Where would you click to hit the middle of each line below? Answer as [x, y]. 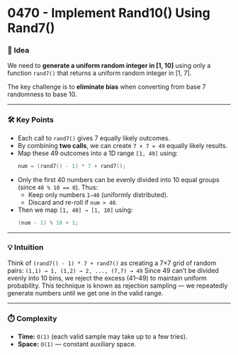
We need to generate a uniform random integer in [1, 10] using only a [109, 66]
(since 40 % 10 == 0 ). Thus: [58, 187]
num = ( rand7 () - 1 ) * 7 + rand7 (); [72, 166]
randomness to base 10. [42, 94]
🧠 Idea [18, 50]
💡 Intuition [25, 247]
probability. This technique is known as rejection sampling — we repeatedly [118, 286]
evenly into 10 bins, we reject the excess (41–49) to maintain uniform [107, 278]
